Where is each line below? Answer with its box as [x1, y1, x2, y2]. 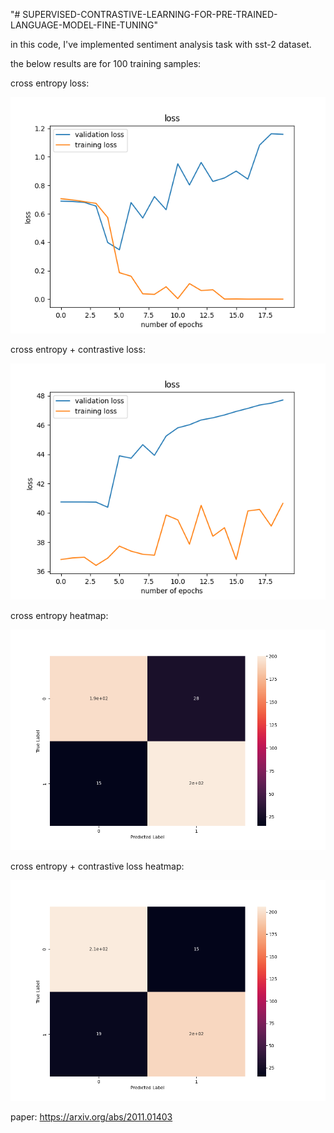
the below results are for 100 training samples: [10, 58, 202, 69]
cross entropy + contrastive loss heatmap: [10, 860, 185, 872]
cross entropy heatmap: [10, 610, 109, 621]
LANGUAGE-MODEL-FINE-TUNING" [10, 19, 158, 31]
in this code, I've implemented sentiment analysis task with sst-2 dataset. [10, 39, 312, 50]
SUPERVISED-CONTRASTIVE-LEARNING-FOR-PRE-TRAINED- [22, 9, 278, 20]
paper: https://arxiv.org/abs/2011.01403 [10, 1110, 173, 1123]
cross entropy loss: [10, 77, 90, 89]
